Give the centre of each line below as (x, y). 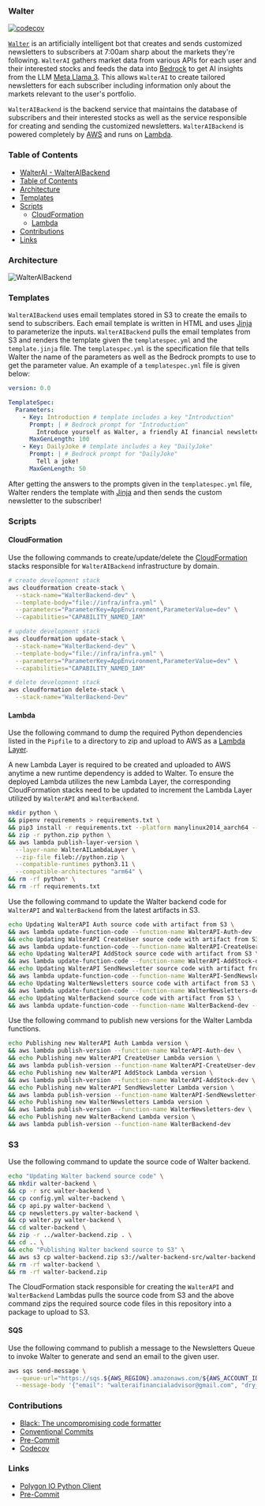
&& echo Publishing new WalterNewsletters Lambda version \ (109, 1102)
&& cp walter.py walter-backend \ (65, 1220)
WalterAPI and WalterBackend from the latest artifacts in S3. (104, 910)
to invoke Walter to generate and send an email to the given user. (114, 1356)
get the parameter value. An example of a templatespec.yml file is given (124, 365)
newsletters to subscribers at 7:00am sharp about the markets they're (121, 52)
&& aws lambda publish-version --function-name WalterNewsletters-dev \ (130, 1110)
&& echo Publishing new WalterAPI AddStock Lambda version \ (111, 1073)
